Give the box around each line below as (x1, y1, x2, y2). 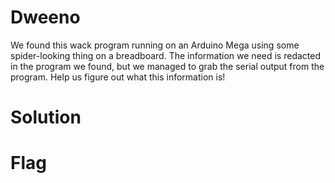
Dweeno (10, 6, 81, 29)
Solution (10, 106, 82, 129)
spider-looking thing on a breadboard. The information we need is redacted (10, 49, 321, 61)
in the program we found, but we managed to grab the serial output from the (10, 60, 325, 72)
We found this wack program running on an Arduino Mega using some (10, 39, 300, 51)
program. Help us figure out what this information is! (10, 71, 226, 83)
